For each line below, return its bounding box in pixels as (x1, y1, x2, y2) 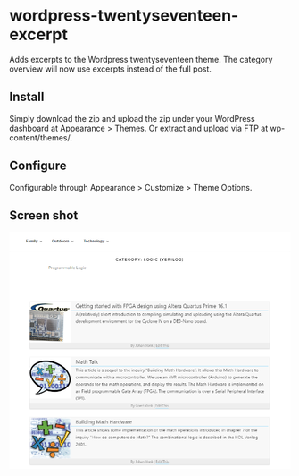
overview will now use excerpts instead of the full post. (9, 64, 212, 74)
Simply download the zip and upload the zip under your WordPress (9, 113, 256, 123)
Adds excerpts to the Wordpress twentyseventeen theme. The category (9, 54, 273, 64)
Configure (9, 158, 67, 174)
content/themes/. (9, 132, 73, 143)
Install (9, 89, 45, 105)
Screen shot (9, 208, 79, 223)
